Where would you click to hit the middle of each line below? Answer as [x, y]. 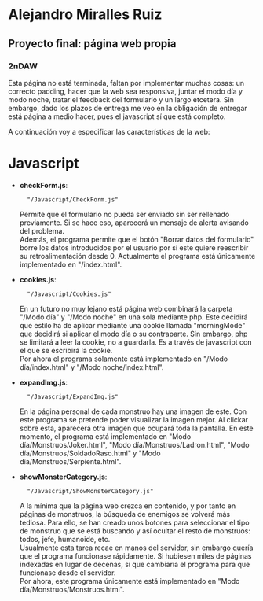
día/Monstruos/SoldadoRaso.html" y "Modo [90, 453]
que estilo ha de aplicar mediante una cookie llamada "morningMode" [132, 325]
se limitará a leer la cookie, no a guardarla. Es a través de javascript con [135, 342]
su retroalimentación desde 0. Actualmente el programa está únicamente [137, 256]
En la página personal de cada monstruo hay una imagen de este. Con [133, 411]
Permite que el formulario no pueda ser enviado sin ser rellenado [124, 214]
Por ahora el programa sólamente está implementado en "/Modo [124, 359]
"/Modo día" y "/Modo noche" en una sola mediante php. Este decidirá [133, 317]
